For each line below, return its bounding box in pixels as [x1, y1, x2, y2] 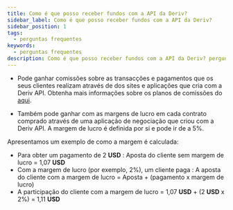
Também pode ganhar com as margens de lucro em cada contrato [17, 109, 207, 117]
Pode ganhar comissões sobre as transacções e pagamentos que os [17, 74, 214, 82]
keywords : [7, 42, 36, 49]
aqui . [17, 96, 32, 104]
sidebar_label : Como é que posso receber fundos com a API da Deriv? [7, 17, 213, 23]
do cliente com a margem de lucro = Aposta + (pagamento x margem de [17, 173, 224, 181]
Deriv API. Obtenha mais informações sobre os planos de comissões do [17, 88, 223, 97]
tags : [7, 29, 23, 37]
